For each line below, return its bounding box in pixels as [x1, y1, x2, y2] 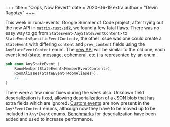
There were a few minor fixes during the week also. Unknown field [5, 90, 144, 96]
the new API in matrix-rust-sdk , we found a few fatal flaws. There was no [5, 25, 160, 31]
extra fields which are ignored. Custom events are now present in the [5, 100, 150, 106]
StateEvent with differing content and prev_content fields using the [5, 41, 145, 47]
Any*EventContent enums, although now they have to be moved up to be [5, 106, 156, 112]
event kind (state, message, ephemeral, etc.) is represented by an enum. [5, 52, 157, 58]
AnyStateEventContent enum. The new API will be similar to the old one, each [5, 47, 165, 52]
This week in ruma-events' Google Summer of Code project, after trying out [5, 20, 163, 25]
